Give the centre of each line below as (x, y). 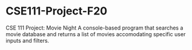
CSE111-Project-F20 (56, 11)
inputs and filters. (28, 40)
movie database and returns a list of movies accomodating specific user (96, 34)
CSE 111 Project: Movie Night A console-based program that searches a (94, 28)
